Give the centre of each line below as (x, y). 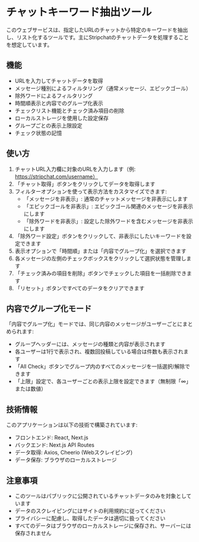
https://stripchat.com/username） (56, 176)
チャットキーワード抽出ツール (79, 12)
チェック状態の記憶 (38, 133)
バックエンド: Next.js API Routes (55, 445)
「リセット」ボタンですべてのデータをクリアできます (80, 288)
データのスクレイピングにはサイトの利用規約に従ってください (90, 511)
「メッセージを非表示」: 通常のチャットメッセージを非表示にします (106, 199)
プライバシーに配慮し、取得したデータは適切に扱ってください (90, 518)
